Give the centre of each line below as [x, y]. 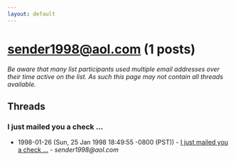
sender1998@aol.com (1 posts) [101, 49]
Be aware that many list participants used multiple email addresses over [114, 69]
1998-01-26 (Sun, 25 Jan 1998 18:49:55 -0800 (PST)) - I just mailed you [123, 142]
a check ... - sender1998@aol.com [68, 150]
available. [22, 84]
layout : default [31, 14]
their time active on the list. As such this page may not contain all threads [116, 76]
